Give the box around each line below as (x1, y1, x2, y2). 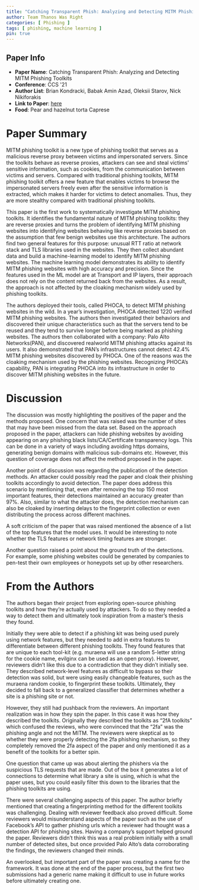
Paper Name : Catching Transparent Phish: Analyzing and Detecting (14, 68, 179, 75)
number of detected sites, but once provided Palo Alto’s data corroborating (6, 840, 190, 847)
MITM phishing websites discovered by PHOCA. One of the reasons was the (6, 352, 192, 359)
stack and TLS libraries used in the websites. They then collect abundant (6, 246, 184, 253)
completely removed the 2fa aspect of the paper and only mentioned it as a (6, 742, 190, 749)
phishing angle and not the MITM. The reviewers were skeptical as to (6, 729, 175, 737)
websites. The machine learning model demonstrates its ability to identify (6, 258, 185, 265)
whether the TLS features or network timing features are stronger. (6, 534, 167, 542)
